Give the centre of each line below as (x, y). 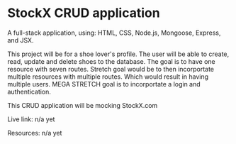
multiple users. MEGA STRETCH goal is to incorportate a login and (104, 84)
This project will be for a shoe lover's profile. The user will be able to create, (118, 54)
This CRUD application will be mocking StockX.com (83, 105)
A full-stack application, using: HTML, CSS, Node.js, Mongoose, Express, (114, 33)
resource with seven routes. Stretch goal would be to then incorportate (111, 69)
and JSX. (21, 40)
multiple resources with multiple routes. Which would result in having (108, 77)
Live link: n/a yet (31, 119)
